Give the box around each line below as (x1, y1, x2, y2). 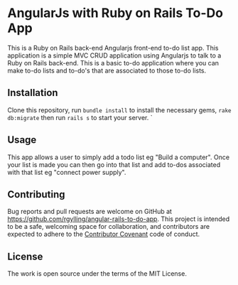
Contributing (7, 188, 65, 200)
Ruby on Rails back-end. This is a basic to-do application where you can (7, 58, 219, 67)
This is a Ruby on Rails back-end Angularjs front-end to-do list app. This (7, 43, 219, 52)
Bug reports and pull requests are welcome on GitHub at (7, 208, 173, 216)
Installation (7, 87, 58, 99)
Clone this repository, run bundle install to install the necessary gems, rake (7, 105, 232, 114)
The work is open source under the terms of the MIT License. (7, 269, 187, 278)
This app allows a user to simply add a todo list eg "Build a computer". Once (7, 153, 229, 161)
